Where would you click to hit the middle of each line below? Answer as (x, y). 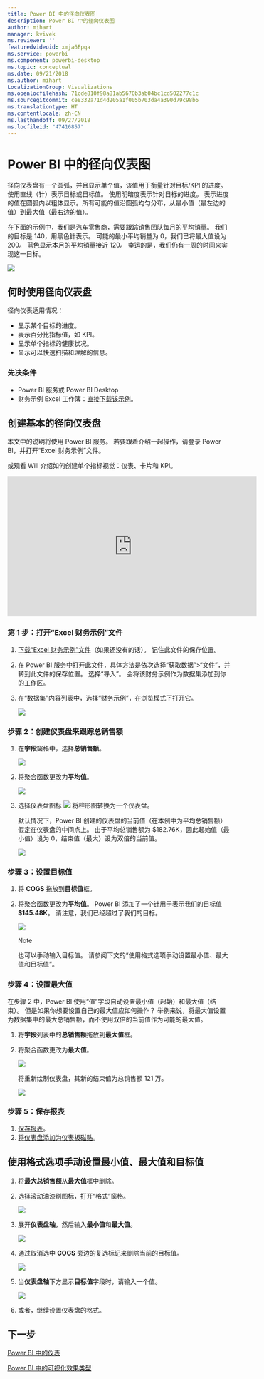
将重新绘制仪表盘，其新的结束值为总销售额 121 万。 (93, 1078)
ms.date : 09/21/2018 (38, 73)
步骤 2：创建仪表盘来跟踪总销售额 (65, 731)
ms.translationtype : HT (43, 107)
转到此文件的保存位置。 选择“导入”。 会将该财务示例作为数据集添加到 (119, 673)
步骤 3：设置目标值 (40, 872)
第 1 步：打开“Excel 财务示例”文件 (65, 633)
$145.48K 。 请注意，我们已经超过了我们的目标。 (90, 913)
